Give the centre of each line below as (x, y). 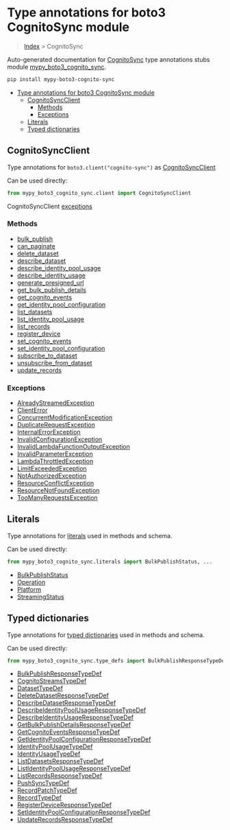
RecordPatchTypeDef (47, 790)
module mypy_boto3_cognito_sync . (57, 67)
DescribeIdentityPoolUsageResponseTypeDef (81, 710)
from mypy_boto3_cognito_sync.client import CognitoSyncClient (99, 193)
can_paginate (36, 246)
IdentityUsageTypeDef (49, 754)
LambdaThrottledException (55, 461)
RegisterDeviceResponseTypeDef (64, 805)
